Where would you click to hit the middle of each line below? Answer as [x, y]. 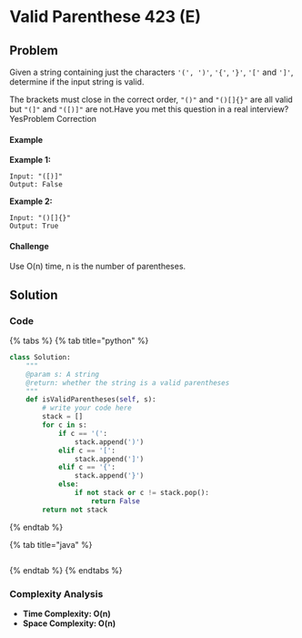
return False [116, 501]
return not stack [75, 510]
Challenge [30, 246]
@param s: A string [63, 374]
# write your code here [87, 408]
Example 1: [30, 160]
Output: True [34, 226]
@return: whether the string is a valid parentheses [128, 383]
